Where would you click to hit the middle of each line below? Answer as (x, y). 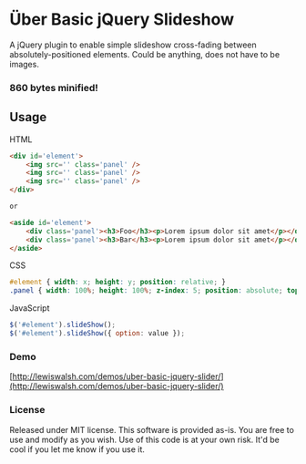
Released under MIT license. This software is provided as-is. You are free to (152, 429)
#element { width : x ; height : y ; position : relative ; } (117, 283)
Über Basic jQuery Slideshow (122, 20)
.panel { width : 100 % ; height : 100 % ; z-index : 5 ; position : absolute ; (146, 291)
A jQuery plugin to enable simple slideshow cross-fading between (133, 45)
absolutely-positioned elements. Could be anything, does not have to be (145, 54)
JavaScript (30, 308)
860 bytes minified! (54, 88)
